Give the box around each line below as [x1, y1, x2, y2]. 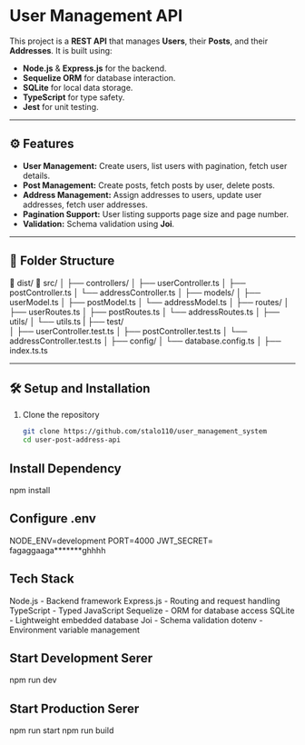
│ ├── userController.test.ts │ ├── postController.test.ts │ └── [9, 325, 248, 336]
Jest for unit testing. [22, 101, 99, 112]
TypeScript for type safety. [22, 92, 125, 103]
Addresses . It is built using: [9, 45, 113, 55]
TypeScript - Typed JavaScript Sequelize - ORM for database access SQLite [9, 605, 295, 616]
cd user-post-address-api [22, 435, 121, 445]
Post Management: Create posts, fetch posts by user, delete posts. [22, 179, 275, 191]
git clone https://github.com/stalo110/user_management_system [22, 427, 268, 436]
